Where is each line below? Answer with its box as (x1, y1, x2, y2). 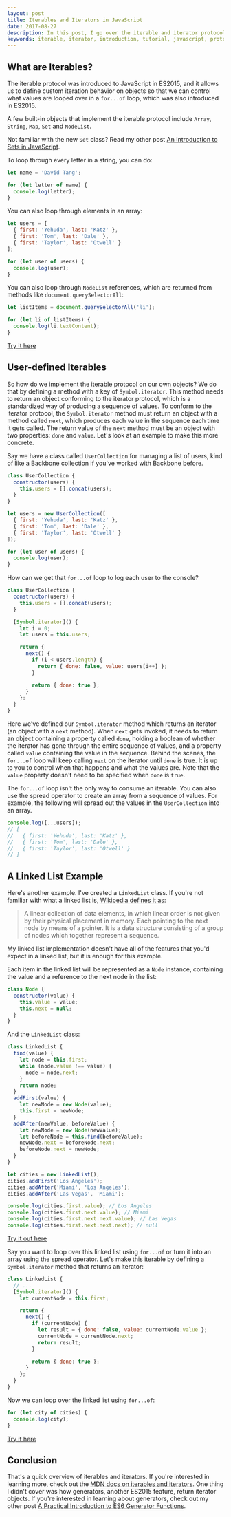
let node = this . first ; (19, 1057, 88, 1064)
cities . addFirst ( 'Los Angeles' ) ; (7, 1177, 103, 1184)
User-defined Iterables (7, 362, 107, 374)
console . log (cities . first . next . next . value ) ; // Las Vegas (7, 1216, 177, 1223)
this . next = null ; (19, 1005, 72, 1012)
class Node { (7, 986, 45, 993)
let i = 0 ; (19, 625, 51, 632)
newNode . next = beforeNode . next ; (19, 1139, 115, 1146)
